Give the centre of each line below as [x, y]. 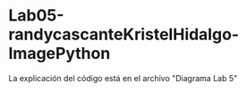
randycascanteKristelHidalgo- [123, 34]
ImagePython [60, 54]
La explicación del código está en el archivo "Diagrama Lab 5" [123, 78]
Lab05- [36, 16]
